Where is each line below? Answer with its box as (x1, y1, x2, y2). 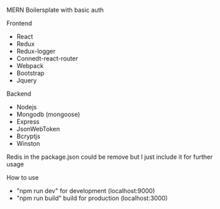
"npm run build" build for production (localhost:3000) (16, 194, 168, 202)
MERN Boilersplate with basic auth (6, 6, 104, 14)
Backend (6, 89, 32, 98)
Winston (16, 140, 41, 147)
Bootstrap (16, 69, 45, 77)
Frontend (6, 19, 32, 27)
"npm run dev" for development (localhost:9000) (16, 187, 155, 195)
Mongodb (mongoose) (16, 110, 80, 118)
